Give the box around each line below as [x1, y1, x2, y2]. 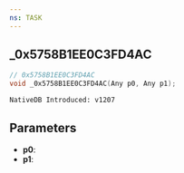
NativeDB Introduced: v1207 [9, 96, 116, 105]
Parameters [9, 120, 77, 136]
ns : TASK [9, 13, 43, 23]
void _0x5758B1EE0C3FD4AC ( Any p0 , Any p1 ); [9, 79, 177, 89]
